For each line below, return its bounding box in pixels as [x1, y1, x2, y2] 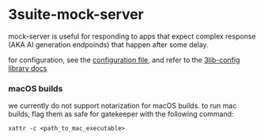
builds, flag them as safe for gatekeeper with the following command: [8, 109, 235, 119]
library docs [8, 63, 47, 72]
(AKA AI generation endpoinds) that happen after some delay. [8, 39, 209, 49]
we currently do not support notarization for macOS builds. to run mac [8, 101, 237, 111]
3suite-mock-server [8, 6, 145, 24]
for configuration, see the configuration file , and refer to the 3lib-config [8, 55, 240, 64]
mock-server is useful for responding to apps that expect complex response [8, 31, 256, 41]
